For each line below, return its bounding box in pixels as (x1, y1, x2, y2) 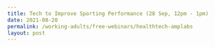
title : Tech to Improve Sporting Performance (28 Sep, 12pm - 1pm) (7, 10, 209, 17)
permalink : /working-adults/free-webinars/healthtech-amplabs (7, 23, 193, 30)
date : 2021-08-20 (7, 17, 58, 23)
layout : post (7, 29, 46, 37)
